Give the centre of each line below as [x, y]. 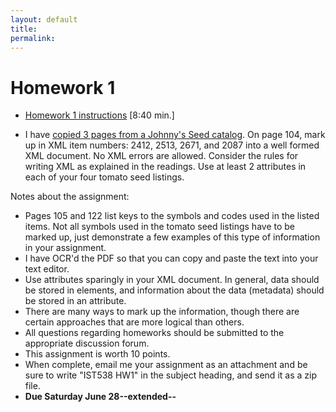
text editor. [47, 269]
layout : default [44, 19]
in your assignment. [65, 248]
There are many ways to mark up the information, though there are [162, 312]
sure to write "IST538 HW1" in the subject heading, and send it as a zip [170, 375]
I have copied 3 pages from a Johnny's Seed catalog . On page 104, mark [175, 135]
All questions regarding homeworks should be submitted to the [154, 333]
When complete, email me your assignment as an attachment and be [166, 365]
